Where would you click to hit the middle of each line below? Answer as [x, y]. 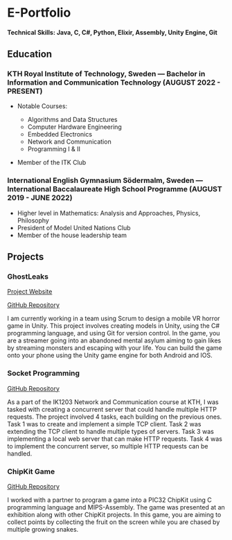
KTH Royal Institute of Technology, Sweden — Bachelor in [106, 74]
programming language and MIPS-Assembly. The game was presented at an [116, 507]
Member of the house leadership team [72, 235]
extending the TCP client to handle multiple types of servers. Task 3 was [111, 431]
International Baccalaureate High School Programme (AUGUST [115, 189]
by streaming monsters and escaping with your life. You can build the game [115, 348]
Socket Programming [44, 374]
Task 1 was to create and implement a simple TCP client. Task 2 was [104, 424]
